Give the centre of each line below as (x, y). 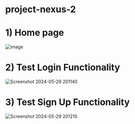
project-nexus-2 (41, 9)
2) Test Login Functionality (63, 68)
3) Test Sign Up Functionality (68, 102)
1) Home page (35, 33)
